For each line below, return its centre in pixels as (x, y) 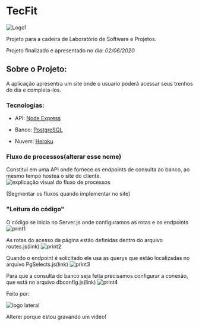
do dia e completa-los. (34, 90)
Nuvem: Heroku (34, 142)
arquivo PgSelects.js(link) (37, 264)
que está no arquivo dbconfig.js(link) (51, 282)
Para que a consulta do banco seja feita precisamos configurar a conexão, (97, 275)
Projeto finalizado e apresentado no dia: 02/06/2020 (70, 50)
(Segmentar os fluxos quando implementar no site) (68, 194)
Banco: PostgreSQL (39, 130)
